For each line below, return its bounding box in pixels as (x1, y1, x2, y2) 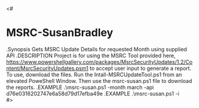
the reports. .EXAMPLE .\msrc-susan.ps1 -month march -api (6, 84, 154, 91)
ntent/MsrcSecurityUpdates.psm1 (6, 64, 88, 72)
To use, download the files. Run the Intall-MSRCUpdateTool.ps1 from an (6, 71, 182, 78)
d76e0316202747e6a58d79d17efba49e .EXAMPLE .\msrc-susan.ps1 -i (6, 90, 179, 97)
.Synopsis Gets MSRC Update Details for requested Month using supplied (6, 45, 187, 53)
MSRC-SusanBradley (6, 26, 114, 39)
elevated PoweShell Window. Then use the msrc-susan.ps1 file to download (6, 77, 192, 84)
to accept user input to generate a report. (89, 64, 192, 72)
